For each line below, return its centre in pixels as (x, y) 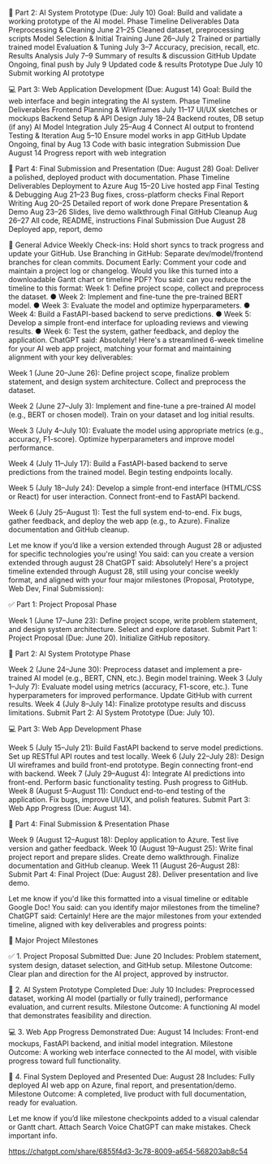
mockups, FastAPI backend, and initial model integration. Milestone (121, 1044)
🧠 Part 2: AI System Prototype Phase (70, 654)
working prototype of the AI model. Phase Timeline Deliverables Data (124, 21)
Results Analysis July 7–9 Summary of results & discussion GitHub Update (132, 56)
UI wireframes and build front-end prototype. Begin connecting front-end (131, 765)
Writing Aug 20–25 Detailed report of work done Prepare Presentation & (129, 203)
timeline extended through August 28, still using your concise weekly (124, 571)
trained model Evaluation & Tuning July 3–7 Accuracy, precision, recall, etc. (134, 47)
